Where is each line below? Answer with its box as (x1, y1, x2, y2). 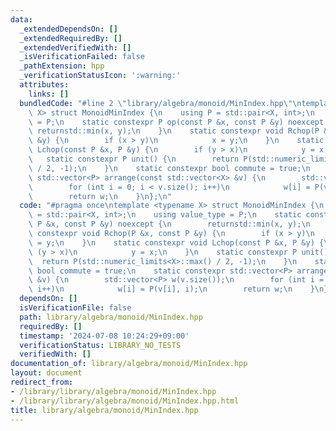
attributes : (19, 80, 70, 90)
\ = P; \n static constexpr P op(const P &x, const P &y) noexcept (28, 117, 325, 127)
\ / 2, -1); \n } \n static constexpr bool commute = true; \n (28, 163, 311, 173)
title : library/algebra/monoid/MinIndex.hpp (10, 405, 199, 415)
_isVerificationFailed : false (19, 52, 145, 62)
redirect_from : (10, 377, 74, 387)
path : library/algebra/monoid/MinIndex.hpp (19, 312, 203, 322)
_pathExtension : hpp (19, 61, 105, 71)
